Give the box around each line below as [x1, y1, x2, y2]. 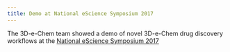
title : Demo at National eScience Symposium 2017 [7, 10, 154, 17]
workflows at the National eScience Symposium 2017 [7, 36, 160, 45]
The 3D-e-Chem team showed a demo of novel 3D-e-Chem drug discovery [7, 29, 224, 37]
